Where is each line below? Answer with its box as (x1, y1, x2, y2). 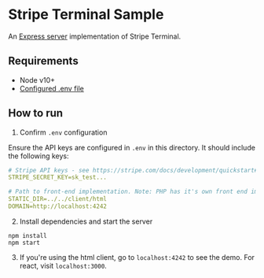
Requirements (8, 54, 79, 68)
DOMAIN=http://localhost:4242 (8, 202, 108, 210)
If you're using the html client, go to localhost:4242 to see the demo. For (19, 252, 255, 261)
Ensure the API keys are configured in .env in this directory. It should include (8, 143, 255, 152)
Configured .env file (19, 83, 85, 93)
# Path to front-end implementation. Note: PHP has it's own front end (8, 187, 247, 196)
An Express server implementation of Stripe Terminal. (8, 32, 181, 41)
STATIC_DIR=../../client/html (8, 195, 108, 203)
